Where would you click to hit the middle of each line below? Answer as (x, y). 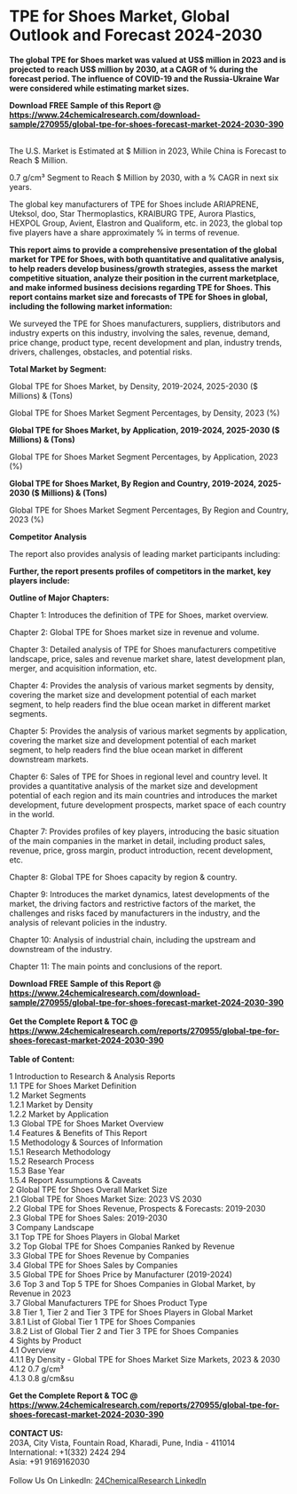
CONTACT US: (36, 1433)
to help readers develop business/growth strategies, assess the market (143, 268)
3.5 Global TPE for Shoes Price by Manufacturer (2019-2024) (121, 1274)
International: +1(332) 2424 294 (67, 1452)
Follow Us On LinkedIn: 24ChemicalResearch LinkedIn (108, 1480)
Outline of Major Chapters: (59, 598)
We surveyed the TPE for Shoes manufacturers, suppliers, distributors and (145, 323)
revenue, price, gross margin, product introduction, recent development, (141, 850)
